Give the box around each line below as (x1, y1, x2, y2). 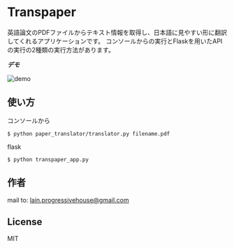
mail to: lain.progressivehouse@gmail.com (7, 196, 129, 204)
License (7, 216, 43, 228)
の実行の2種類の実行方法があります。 (7, 45, 115, 54)
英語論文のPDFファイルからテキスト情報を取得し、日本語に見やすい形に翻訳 (7, 28, 227, 36)
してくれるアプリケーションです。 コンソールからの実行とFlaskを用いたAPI (7, 36, 223, 45)
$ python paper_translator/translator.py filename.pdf (7, 130, 170, 137)
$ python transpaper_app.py (7, 156, 89, 163)
